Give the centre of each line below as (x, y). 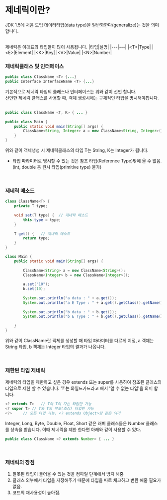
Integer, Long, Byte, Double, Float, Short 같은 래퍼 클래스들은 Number (75, 423)
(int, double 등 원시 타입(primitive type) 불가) (57, 167)
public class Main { (27, 122)
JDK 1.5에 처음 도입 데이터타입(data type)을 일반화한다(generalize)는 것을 (78, 25)
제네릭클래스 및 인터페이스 (35, 66)
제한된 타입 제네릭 (25, 370)
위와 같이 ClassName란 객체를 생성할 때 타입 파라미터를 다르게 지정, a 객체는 (80, 340)
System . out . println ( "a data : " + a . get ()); (70, 298)
